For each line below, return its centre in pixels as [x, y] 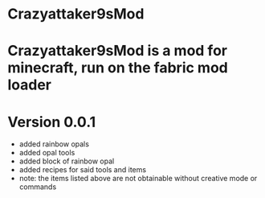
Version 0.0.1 [52, 122]
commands [38, 187]
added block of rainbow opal [67, 161]
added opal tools [47, 153]
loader [30, 85]
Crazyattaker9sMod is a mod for [118, 51]
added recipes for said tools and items [82, 170]
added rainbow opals [54, 144]
